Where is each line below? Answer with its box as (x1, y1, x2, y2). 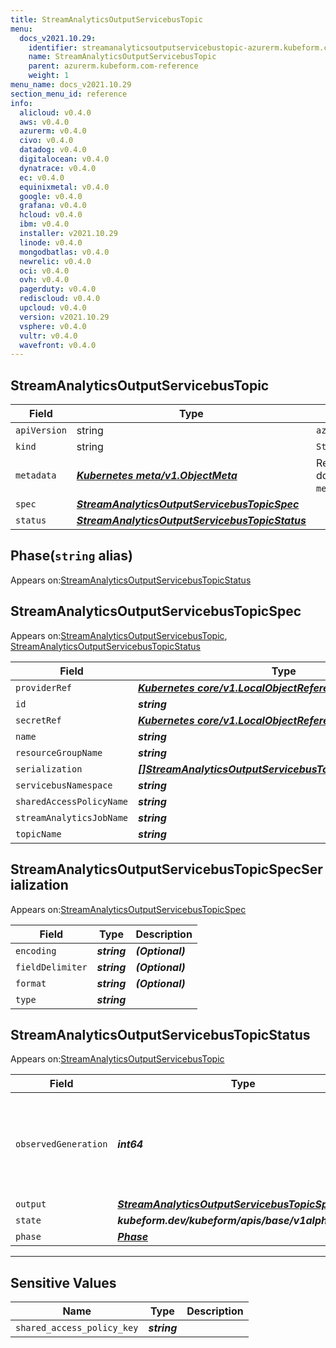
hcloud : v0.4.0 (19, 210, 83, 220)
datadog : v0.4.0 (19, 145, 87, 155)
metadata (15, 470, 57, 481)
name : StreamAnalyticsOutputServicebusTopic (28, 52, 217, 62)
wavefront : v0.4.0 (19, 340, 97, 350)
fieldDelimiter (15, 961, 88, 973)
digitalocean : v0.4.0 (19, 154, 110, 164)
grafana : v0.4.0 (19, 201, 87, 211)
